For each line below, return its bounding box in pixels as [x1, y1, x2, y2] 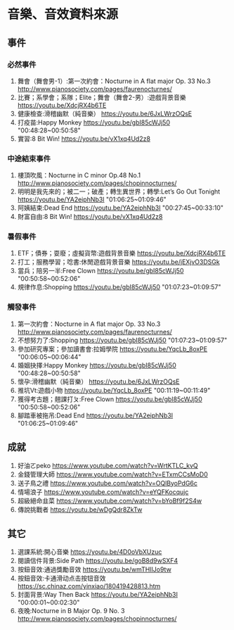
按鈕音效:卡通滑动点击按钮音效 [17, 574, 106, 583]
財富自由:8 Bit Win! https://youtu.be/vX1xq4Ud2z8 [17, 213, 163, 221]
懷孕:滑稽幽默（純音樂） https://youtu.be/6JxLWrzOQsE [17, 377, 181, 386]
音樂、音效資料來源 [7, 6, 119, 23]
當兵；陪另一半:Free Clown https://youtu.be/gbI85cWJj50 [17, 267, 184, 275]
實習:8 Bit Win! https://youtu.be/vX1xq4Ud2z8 [17, 134, 151, 143]
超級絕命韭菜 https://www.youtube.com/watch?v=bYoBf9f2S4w [17, 496, 202, 505]
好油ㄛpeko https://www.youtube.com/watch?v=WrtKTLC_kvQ [17, 461, 198, 470]
